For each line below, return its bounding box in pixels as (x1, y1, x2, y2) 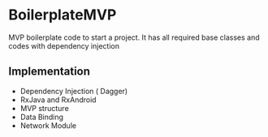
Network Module (19, 120, 77, 131)
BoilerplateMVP (8, 6, 117, 24)
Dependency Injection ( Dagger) (19, 86, 128, 96)
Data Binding (19, 112, 63, 122)
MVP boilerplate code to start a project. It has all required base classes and (8, 32, 260, 42)
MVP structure (19, 103, 69, 113)
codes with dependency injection (8, 41, 120, 50)
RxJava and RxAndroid (19, 95, 97, 105)
